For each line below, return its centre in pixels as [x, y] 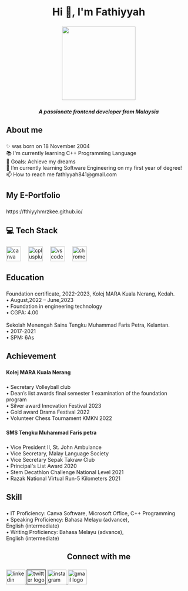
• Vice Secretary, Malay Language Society [57, 454]
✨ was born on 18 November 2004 [48, 146]
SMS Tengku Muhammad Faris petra [51, 433]
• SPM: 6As [20, 338]
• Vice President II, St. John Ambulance [54, 447]
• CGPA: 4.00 [22, 313]
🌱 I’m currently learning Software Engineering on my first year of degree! [94, 168]
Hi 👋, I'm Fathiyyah [99, 12]
